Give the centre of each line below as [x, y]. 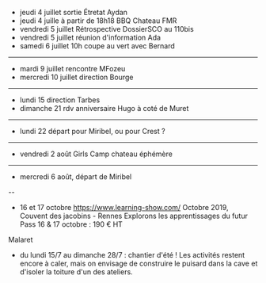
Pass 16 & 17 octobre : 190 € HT [71, 224]
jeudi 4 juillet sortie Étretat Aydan [74, 12]
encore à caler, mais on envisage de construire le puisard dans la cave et [139, 263]
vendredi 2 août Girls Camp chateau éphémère [96, 154]
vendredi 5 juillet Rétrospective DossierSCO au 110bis [106, 29]
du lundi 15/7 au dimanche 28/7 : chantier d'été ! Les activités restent [132, 255]
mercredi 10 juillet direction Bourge [76, 77]
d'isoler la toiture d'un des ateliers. [76, 272]
